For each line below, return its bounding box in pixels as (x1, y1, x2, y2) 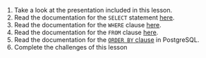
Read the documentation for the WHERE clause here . (13, 21, 162, 29)
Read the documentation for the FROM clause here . (13, 28, 159, 36)
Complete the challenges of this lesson (13, 43, 128, 51)
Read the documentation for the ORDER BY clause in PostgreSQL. (13, 36, 200, 44)
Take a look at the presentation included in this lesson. (13, 6, 173, 14)
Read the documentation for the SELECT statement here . (13, 13, 175, 22)
